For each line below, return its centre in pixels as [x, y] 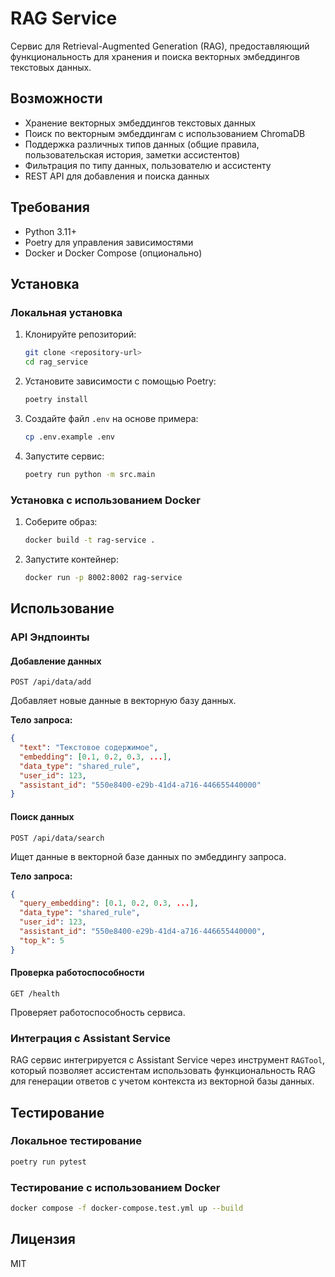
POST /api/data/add [51, 682]
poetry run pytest [48, 1162]
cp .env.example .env [69, 437]
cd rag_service [56, 362]
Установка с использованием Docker [105, 500]
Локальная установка [66, 312]
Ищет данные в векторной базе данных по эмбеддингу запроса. [148, 856]
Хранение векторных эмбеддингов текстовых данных [140, 123]
